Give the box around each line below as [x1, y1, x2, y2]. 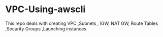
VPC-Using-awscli [5, 4, 86, 15]
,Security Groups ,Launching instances [5, 25, 87, 31]
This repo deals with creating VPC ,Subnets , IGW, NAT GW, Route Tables [5, 20, 158, 26]
